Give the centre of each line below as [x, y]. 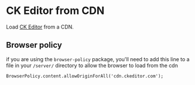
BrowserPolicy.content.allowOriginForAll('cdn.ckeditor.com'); [85, 76]
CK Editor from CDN [55, 11]
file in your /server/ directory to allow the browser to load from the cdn [92, 65]
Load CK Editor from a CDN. [40, 27]
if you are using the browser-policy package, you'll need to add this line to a [98, 59]
